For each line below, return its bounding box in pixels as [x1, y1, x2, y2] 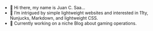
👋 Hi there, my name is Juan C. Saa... [9, 5, 85, 10]
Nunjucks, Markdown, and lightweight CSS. [9, 15, 98, 21]
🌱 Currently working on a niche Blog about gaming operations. [9, 20, 137, 26]
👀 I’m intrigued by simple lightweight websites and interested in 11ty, [9, 10, 149, 16]
